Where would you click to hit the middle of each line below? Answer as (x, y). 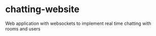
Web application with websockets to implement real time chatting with (78, 23)
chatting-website (42, 9)
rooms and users (23, 28)
